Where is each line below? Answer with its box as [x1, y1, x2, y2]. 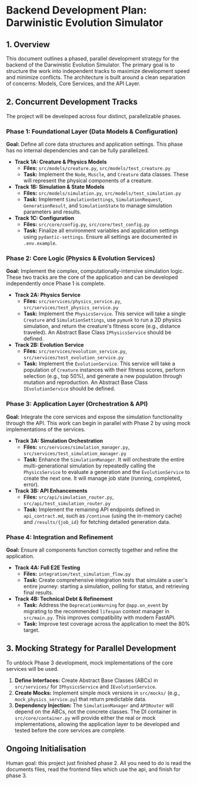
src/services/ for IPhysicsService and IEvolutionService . [14, 683, 157, 690]
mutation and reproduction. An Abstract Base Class [23, 379, 148, 386]
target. [23, 627, 40, 633]
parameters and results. [23, 208, 81, 215]
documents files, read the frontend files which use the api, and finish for [6, 766, 181, 773]
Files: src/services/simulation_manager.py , [23, 443, 130, 450]
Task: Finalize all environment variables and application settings [23, 227, 179, 234]
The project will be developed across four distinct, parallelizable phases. [6, 112, 182, 119]
